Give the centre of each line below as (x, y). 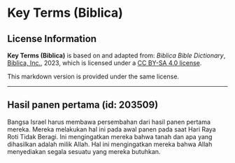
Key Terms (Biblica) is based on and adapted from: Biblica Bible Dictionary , (116, 55)
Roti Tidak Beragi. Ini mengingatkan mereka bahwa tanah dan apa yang (110, 136)
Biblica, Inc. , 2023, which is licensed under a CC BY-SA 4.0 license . (105, 63)
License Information (52, 39)
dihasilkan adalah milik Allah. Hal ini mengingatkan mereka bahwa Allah (110, 144)
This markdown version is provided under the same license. (93, 76)
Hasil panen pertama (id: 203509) (83, 105)
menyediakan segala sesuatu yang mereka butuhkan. (84, 151)
